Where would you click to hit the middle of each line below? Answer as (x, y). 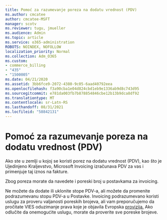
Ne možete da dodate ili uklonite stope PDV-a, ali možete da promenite (78, 191)
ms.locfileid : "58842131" (32, 112)
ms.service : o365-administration (40, 42)
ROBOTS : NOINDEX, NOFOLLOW (33, 47)
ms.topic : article (24, 38)
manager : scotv (21, 24)
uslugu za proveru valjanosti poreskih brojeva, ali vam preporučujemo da (80, 201)
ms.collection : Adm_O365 (31, 56)
